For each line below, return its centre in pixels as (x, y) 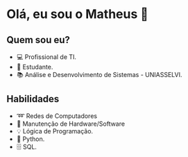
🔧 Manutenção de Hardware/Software (71, 124)
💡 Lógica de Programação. (55, 131)
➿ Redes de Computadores (57, 116)
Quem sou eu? (39, 40)
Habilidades (33, 99)
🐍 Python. (31, 139)
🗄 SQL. (27, 147)
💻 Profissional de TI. (46, 57)
